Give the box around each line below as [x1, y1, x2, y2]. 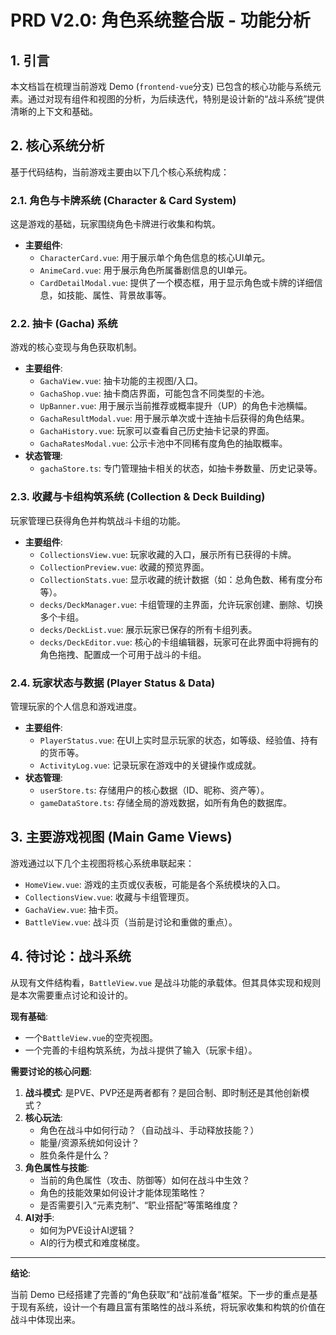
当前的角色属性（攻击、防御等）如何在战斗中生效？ [39, 1174, 251, 1186]
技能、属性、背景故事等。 [66, 289, 172, 301]
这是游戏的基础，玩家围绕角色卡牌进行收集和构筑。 [10, 218, 221, 230]
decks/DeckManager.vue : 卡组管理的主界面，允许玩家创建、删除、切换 [39, 598, 323, 610]
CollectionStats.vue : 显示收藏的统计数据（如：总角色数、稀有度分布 [39, 573, 323, 585]
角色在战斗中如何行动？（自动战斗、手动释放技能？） [39, 1124, 260, 1136]
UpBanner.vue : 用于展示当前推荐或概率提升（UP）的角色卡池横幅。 [39, 400, 313, 412]
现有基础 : [10, 1010, 49, 1022]
